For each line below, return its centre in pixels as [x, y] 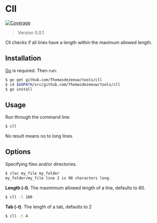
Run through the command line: [38, 117]
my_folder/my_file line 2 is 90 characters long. [58, 178]
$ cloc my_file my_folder [32, 173]
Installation [23, 58]
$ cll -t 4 [17, 216]
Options [18, 152]
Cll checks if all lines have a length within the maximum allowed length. [79, 42]
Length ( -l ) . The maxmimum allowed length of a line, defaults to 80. [75, 188]
